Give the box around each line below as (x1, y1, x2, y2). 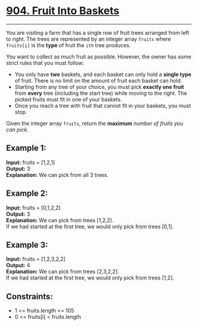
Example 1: (6, 143, 47, 153)
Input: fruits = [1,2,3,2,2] (6, 255, 66, 263)
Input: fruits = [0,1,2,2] (6, 204, 61, 211)
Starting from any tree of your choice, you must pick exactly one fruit (14, 83, 184, 90)
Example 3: (6, 240, 48, 250)
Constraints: (6, 291, 53, 301)
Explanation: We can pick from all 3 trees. (6, 171, 109, 178)
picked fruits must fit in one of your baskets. (14, 96, 122, 103)
